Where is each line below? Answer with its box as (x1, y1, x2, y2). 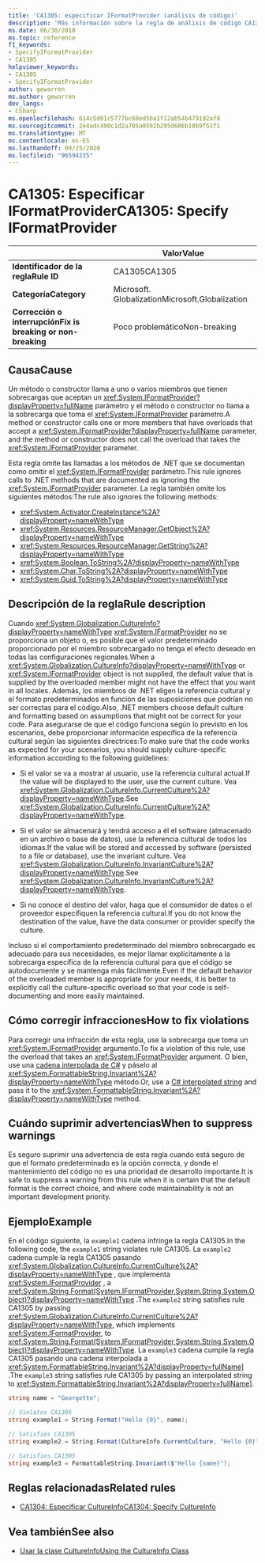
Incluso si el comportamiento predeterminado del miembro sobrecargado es (8, 940, 256, 950)
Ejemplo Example (8, 1215, 92, 1228)
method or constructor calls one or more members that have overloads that (8, 418, 253, 427)
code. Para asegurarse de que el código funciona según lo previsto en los (8, 719, 248, 729)
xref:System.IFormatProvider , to (8, 1329, 112, 1338)
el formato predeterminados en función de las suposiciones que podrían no (8, 694, 254, 704)
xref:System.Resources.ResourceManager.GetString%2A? (19, 541, 208, 550)
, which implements (111, 1320, 176, 1330)
